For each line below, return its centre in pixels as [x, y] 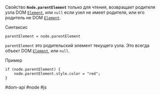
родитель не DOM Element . [33, 18]
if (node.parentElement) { [33, 69]
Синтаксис [17, 27]
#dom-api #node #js [26, 87]
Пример [14, 60]
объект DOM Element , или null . [38, 51]
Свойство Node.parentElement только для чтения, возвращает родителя [80, 7]
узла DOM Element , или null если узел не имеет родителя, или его [75, 12]
